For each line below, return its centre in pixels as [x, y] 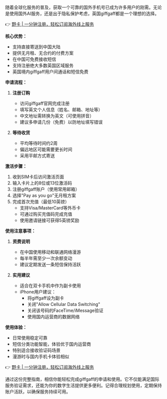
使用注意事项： [20, 231]
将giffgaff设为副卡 [46, 298]
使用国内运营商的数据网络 [53, 317]
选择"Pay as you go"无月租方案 [44, 195]
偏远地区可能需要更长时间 [46, 149]
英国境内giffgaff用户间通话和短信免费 [50, 72]
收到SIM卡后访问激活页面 [38, 177]
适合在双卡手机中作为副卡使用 [50, 286]
